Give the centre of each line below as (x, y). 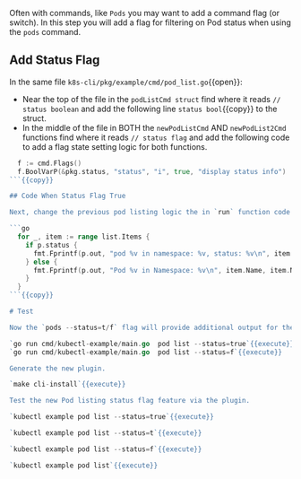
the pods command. (45, 32)
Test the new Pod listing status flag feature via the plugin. (130, 401)
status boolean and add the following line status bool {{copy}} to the (150, 109)
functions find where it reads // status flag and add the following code (156, 137)
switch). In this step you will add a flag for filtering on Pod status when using (150, 22)
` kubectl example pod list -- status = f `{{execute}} (106, 449)
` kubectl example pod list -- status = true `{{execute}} (112, 417)
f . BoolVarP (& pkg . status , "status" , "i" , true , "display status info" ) (152, 171)
